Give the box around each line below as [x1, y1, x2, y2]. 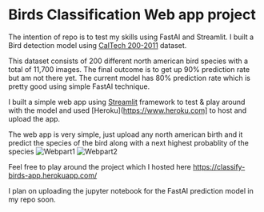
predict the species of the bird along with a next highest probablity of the [8, 138, 250, 147]
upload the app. [8, 114, 61, 123]
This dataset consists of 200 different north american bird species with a [8, 56, 249, 66]
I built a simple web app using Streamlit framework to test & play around [8, 97, 246, 106]
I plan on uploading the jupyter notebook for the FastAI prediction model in [8, 186, 254, 195]
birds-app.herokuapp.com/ [8, 170, 98, 180]
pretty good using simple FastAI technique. [8, 82, 150, 91]
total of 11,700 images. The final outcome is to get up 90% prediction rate [8, 64, 250, 74]
